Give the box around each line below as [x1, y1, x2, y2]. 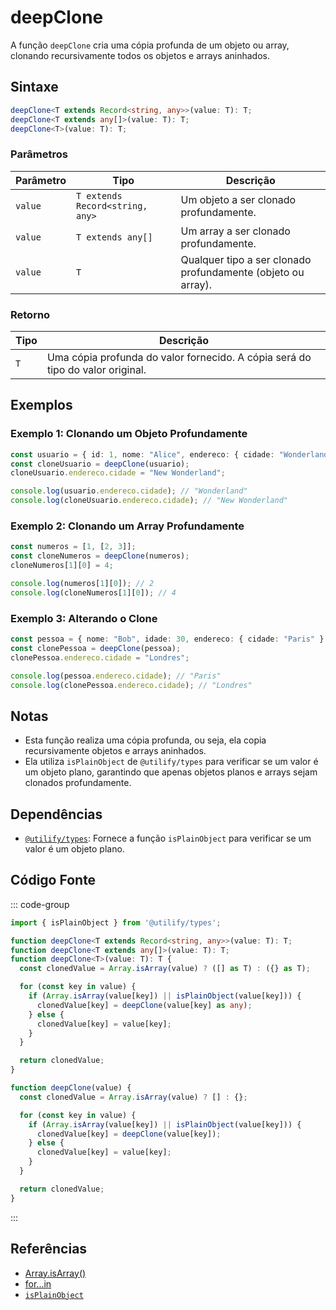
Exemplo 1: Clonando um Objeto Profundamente [10, 427, 248, 441]
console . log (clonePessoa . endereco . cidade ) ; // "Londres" [10, 680, 253, 690]
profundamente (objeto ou [180, 265, 305, 279]
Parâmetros [10, 147, 68, 161]
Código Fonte [10, 872, 97, 889]
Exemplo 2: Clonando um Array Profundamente [10, 519, 245, 533]
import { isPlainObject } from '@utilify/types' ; [10, 917, 222, 928]
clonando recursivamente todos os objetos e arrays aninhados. [10, 49, 270, 61]
